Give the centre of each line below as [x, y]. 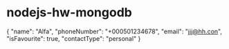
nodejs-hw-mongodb [69, 13]
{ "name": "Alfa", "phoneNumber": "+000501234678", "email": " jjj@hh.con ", [114, 31]
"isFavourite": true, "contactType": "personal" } [74, 38]
